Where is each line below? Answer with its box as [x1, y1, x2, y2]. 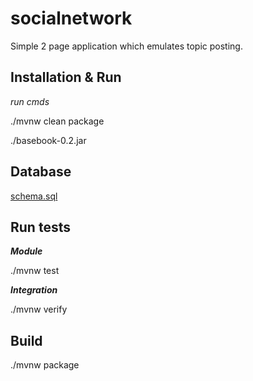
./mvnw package [10, 359, 80, 371]
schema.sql [10, 190, 58, 202]
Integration [10, 284, 58, 296]
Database [10, 163, 72, 181]
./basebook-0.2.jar [10, 134, 87, 146]
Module [10, 245, 43, 257]
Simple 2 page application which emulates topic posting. [10, 40, 243, 52]
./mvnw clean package [10, 115, 105, 127]
